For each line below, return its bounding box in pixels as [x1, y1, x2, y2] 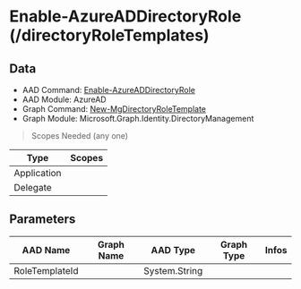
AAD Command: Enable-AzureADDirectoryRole [21, 85, 195, 95]
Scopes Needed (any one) [30, 131, 128, 140]
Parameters [9, 212, 76, 227]
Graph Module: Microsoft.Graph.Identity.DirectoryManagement [21, 114, 254, 123]
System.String [142, 264, 203, 276]
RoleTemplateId [13, 264, 79, 276]
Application [13, 167, 62, 179]
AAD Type [150, 243, 195, 256]
